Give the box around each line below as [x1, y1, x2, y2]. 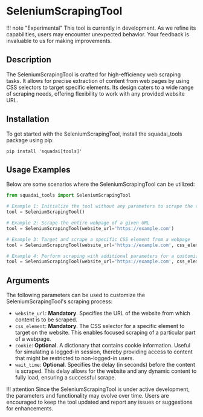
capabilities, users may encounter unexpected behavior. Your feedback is [6, 30, 189, 38]
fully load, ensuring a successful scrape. [14, 374, 117, 381]
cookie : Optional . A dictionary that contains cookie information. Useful [14, 342, 191, 349]
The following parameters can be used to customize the [6, 292, 146, 299]
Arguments [6, 275, 50, 286]
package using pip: [6, 136, 54, 143]
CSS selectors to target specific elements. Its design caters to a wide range [6, 84, 194, 91]
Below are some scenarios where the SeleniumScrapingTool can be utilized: [6, 180, 195, 188]
